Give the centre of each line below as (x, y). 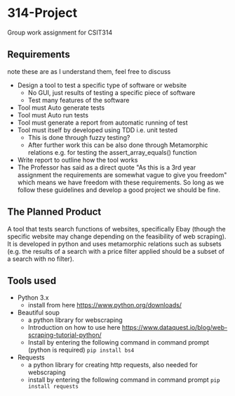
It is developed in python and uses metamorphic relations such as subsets (115, 243)
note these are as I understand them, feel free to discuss (89, 71)
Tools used (32, 280)
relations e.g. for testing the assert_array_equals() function (112, 152)
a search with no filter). (41, 259)
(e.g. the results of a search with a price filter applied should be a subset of (116, 251)
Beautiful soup (38, 313)
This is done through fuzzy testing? (79, 137)
